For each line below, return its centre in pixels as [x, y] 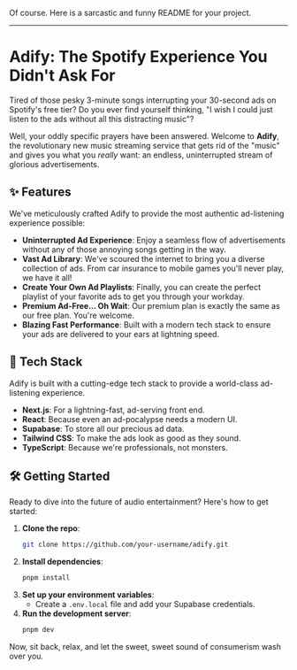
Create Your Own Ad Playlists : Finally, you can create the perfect [141, 287]
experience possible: [47, 223]
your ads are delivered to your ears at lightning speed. [120, 334]
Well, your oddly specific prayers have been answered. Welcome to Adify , [145, 135]
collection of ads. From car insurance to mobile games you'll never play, [153, 268]
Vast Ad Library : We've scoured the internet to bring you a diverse [143, 258]
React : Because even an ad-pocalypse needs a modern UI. [129, 419]
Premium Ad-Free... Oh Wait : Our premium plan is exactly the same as [151, 305]
